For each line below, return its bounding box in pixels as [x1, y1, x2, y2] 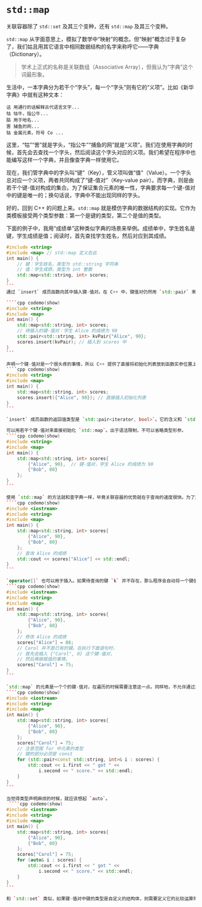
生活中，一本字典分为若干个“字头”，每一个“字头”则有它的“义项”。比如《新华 [6, 83, 194, 91]
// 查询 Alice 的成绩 [17, 550, 67, 556]
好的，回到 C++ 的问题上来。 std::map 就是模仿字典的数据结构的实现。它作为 [6, 204, 196, 211]
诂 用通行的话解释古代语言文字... [6, 104, 80, 110]
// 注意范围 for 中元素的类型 [17, 745, 84, 752]
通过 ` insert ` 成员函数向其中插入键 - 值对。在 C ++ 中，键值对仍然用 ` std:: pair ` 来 [6, 289, 197, 295]
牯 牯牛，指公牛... [6, 110, 49, 117]
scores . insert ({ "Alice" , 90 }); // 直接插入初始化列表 [17, 394, 146, 401]
